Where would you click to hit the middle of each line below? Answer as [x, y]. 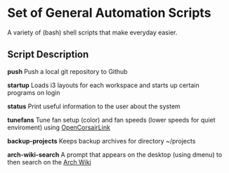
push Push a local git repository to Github [67, 71]
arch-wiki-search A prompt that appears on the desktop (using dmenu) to [115, 154]
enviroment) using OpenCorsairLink [59, 127]
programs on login [34, 92]
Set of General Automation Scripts [109, 13]
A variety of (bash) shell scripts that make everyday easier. [92, 32]
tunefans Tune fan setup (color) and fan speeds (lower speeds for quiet [111, 120]
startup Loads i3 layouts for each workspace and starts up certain [104, 85]
